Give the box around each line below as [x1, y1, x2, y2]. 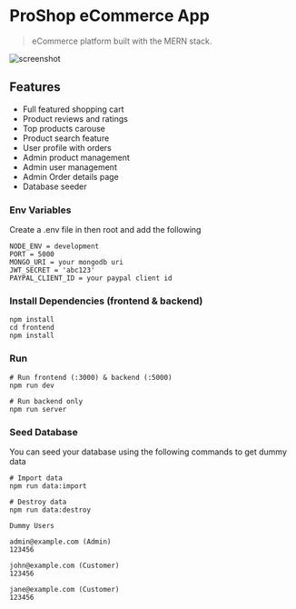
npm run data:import [9, 481, 88, 491]
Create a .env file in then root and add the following [9, 225, 202, 235]
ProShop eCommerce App [9, 5, 211, 26]
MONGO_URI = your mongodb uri [9, 258, 124, 267]
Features [9, 79, 61, 95]
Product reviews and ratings [22, 113, 129, 124]
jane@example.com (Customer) [9, 584, 120, 594]
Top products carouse [22, 123, 106, 134]
